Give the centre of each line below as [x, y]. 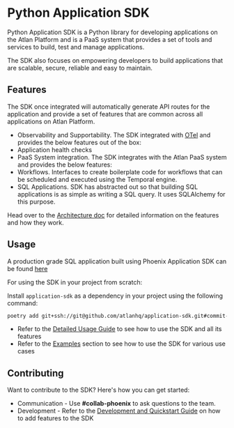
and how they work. [36, 222]
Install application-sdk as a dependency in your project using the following [115, 296]
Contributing [36, 373]
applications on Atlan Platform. [51, 121]
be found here [28, 268]
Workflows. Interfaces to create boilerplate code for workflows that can [120, 171]
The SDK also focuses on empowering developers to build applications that [115, 60]
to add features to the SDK [55, 418]
